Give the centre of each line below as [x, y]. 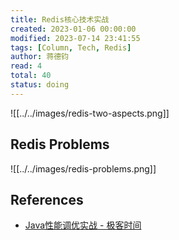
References [47, 199]
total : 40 [31, 76]
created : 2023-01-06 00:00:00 [73, 29]
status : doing [40, 85]
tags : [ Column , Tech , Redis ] [71, 47]
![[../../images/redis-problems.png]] [83, 168]
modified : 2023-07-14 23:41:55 [75, 38]
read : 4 [26, 66]
